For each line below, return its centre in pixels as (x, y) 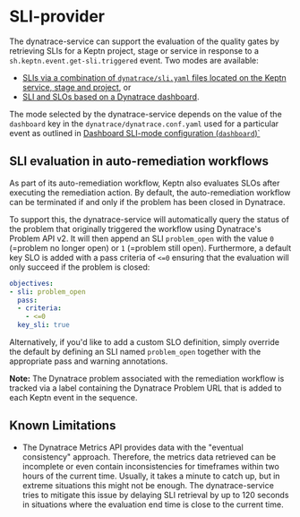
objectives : (31, 283)
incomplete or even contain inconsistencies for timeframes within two (150, 466)
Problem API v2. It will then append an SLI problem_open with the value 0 (142, 238)
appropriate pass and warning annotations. (89, 361)
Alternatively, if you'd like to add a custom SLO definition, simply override (145, 342)
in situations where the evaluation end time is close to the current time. (153, 504)
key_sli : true (43, 325)
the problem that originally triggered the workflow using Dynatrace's (135, 228)
